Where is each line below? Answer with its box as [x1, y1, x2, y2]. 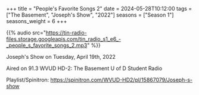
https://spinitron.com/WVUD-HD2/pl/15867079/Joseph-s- [50, 77, 192, 83]
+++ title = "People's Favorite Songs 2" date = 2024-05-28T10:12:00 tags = [6, 5, 192, 12]
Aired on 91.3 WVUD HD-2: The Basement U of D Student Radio [6, 65, 163, 72]
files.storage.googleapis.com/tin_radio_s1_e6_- [6, 36, 121, 42]
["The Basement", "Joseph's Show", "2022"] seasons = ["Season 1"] [6, 11, 174, 18]
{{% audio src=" [6, 29, 46, 36]
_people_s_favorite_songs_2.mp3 [6, 42, 88, 49]
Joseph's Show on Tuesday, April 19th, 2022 [6, 53, 116, 60]
